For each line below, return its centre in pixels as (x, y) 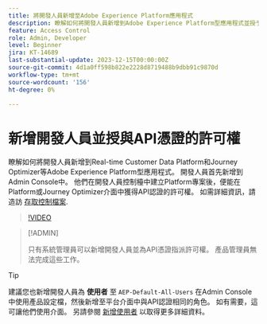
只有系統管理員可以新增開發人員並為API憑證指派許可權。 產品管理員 (139, 250)
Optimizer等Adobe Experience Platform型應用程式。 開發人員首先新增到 (126, 172)
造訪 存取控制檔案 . (38, 202)
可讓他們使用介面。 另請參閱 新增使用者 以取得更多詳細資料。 (108, 312)
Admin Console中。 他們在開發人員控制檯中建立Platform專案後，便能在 (124, 182)
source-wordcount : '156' (49, 82)
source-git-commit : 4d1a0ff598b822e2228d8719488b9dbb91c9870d (113, 68)
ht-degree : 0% (32, 90)
